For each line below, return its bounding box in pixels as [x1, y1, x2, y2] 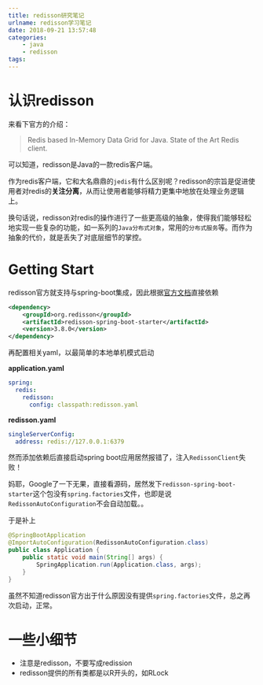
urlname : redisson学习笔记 [8, 19, 92, 27]
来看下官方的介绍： [8, 119, 71, 128]
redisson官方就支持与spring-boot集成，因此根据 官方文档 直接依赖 [8, 287, 219, 297]
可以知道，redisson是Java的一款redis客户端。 [8, 159, 157, 169]
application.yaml [8, 364, 64, 373]
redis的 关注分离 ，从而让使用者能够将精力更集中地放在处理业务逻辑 [28, 186, 245, 195]
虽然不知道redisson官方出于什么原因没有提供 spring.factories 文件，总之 [8, 591, 244, 600]
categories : [8, 33, 47, 42]
